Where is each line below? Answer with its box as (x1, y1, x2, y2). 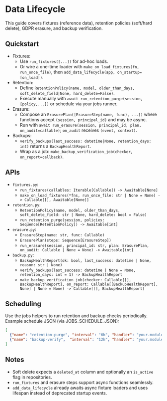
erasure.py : (12, 226, 36, 232)
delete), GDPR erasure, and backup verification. (5, 25, 103, 31)
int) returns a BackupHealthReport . (19, 143, 91, 149)
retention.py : (12, 201, 41, 207)
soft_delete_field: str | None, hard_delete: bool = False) (19, 212, 147, 217)
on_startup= (117, 70, 142, 75)
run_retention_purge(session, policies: (19, 217, 105, 222)
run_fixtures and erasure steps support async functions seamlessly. (12, 379, 154, 385)
